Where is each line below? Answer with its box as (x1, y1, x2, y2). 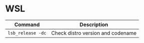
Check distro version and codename (51, 29, 137, 36)
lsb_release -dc (8, 30, 47, 35)
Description (79, 21, 108, 28)
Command (14, 21, 40, 28)
